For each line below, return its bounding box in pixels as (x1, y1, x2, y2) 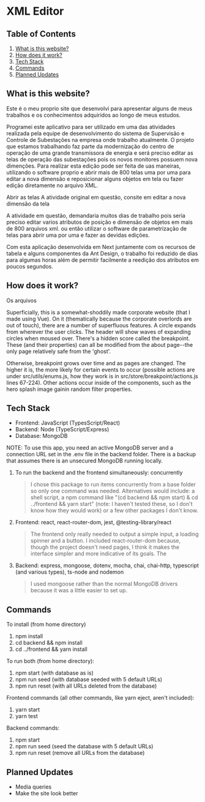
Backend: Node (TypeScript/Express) (15, 426, 110, 433)
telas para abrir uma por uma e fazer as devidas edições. (6, 231, 150, 239)
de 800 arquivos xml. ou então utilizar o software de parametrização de (6, 225, 187, 232)
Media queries (15, 783, 52, 790)
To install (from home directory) (6, 621, 86, 628)
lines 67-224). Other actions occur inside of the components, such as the (6, 379, 192, 386)
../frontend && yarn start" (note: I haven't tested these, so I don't (30, 500, 193, 508)
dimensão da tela (6, 200, 50, 207)
